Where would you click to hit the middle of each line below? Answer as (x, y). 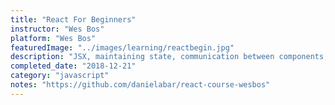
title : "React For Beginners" (73, 19)
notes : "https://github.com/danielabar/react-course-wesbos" (140, 85)
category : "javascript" (60, 76)
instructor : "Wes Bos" (57, 29)
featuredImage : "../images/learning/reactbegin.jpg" (122, 47)
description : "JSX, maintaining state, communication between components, (169, 57)
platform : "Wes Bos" (53, 38)
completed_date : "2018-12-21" (73, 66)
